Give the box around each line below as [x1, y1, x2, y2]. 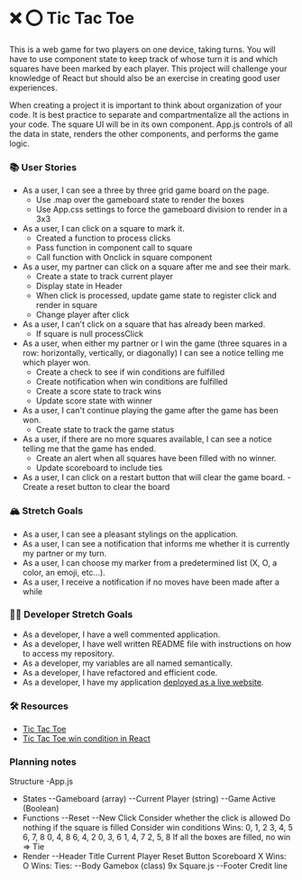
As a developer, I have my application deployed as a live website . [22, 676, 264, 687]
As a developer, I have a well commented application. [22, 629, 221, 640]
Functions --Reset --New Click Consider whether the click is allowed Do [22, 812, 291, 823]
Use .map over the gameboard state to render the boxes [35, 195, 245, 205]
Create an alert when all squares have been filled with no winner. [35, 453, 277, 464]
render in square [35, 300, 97, 311]
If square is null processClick [35, 329, 144, 340]
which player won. [22, 358, 91, 368]
